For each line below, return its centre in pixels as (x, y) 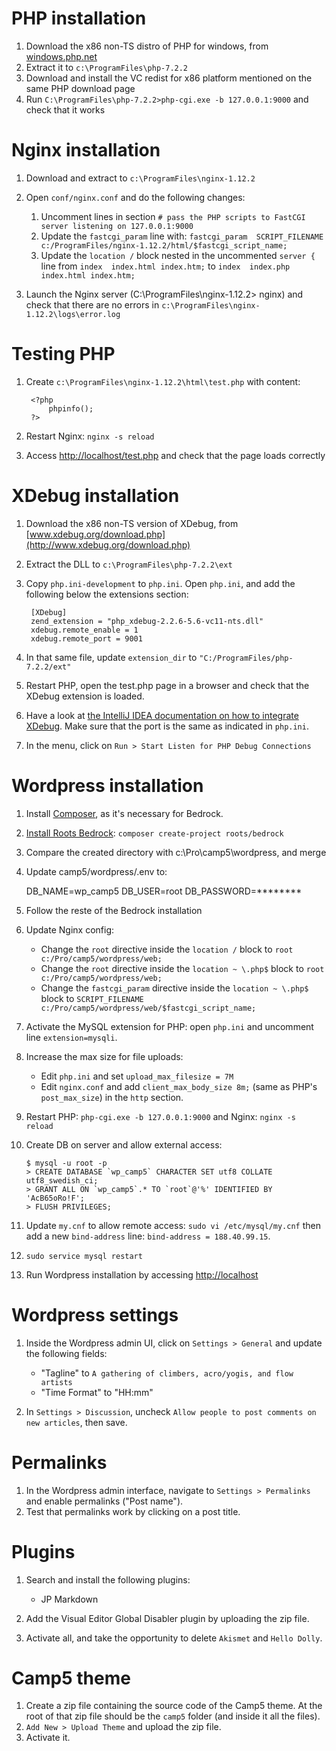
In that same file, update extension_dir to (111, 657)
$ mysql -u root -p (66, 1163)
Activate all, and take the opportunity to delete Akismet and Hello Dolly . (174, 1638)
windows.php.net (61, 56)
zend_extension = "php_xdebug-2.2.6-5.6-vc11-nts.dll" (147, 621)
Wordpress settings (95, 1314)
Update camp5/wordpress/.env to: (96, 871)
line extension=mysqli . (71, 1037)
